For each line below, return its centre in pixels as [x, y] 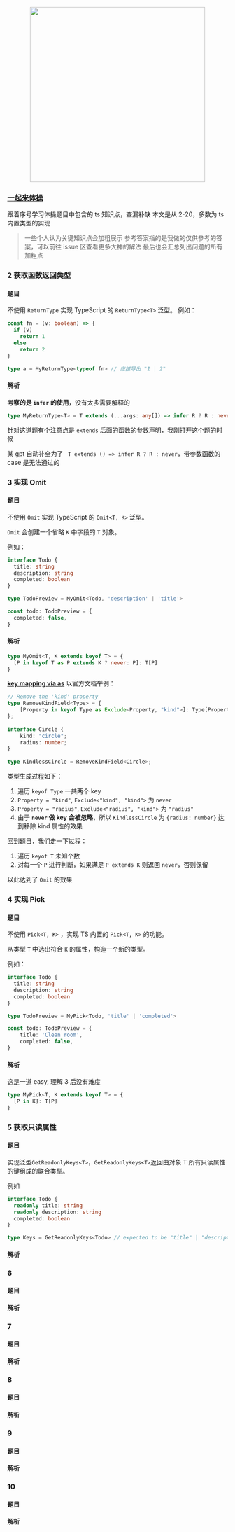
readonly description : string [57, 1212]
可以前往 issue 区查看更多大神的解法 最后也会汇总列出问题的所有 [130, 247]
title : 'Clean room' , [51, 1035]
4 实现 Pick [26, 899]
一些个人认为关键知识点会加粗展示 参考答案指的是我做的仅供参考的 [120, 238]
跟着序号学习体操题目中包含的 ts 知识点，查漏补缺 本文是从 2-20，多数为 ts [116, 214]
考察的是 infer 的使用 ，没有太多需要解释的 [69, 402]
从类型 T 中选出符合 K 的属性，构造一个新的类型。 [78, 949]
